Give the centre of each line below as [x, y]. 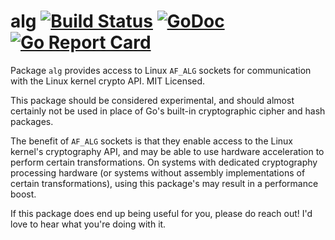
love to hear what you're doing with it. [88, 224]
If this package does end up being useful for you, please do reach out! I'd [161, 213]
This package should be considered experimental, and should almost [152, 100]
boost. [23, 194]
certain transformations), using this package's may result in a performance [164, 183]
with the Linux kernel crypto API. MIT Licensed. [108, 81]
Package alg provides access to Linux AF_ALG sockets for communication [161, 70]
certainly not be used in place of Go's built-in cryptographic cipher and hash [168, 111]
